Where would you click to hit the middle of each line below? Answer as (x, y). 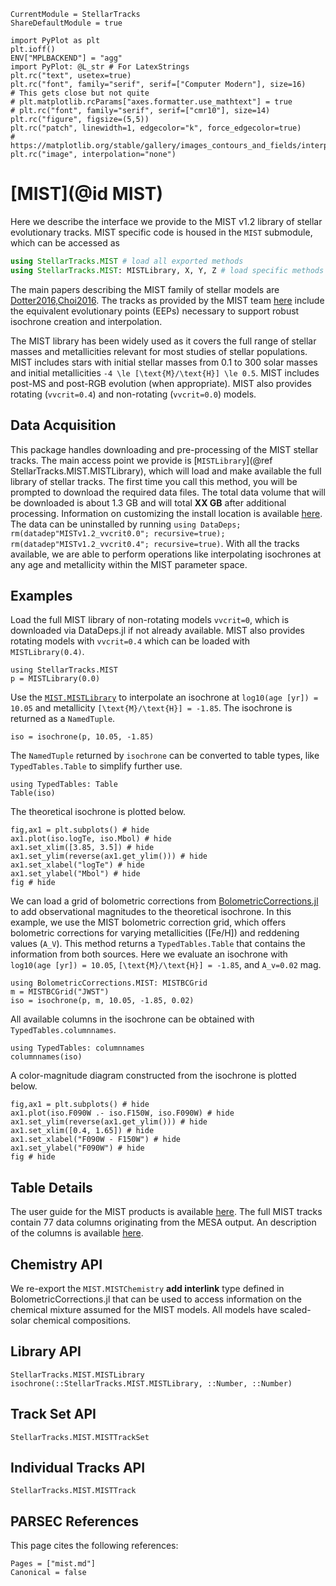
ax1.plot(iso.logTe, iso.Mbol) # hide (91, 839)
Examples (41, 595)
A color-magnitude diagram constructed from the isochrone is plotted (153, 1076)
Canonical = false (48, 1573)
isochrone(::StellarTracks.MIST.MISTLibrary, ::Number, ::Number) (151, 1383)
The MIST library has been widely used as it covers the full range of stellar (163, 341)
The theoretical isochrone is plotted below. (98, 812)
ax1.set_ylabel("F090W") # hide (77, 1148)
